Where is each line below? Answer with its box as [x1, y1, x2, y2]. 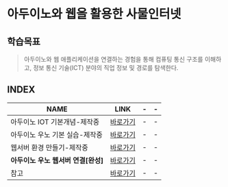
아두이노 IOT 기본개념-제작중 [10, 117, 100, 127]
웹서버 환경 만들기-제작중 [10, 142, 88, 152]
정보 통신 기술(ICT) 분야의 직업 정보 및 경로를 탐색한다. [33, 64, 179, 72]
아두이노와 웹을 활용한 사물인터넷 [7, 6, 181, 22]
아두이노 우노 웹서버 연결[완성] [10, 155, 104, 165]
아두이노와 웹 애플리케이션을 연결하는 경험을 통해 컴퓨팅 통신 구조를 [23, 55, 203, 63]
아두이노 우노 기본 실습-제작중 [10, 129, 103, 139]
